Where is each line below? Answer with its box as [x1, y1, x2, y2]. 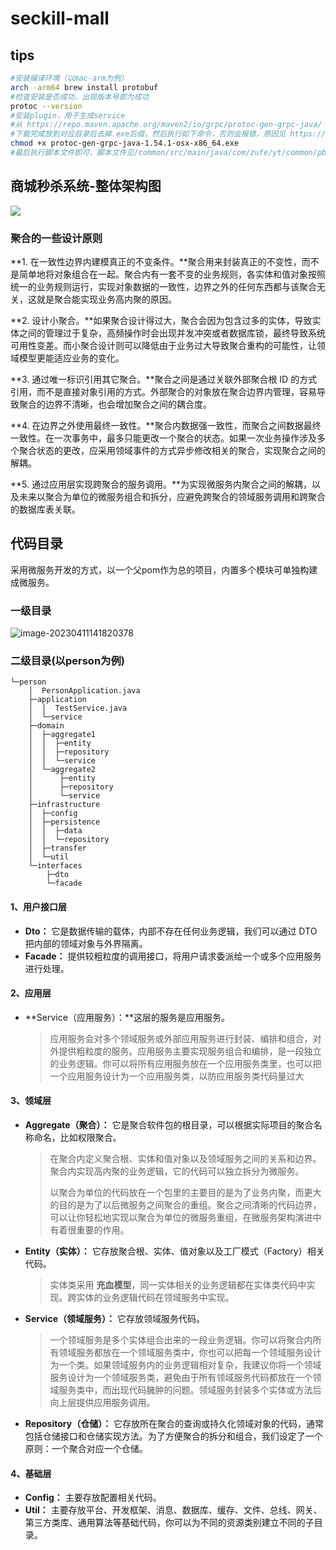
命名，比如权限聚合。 [33, 1132, 122, 1143]
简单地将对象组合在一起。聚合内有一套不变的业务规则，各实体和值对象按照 [18, 268, 326, 280]
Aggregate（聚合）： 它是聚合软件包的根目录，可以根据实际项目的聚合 [24, 1119, 314, 1131]
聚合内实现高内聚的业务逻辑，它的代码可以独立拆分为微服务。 [49, 1165, 305, 1177]
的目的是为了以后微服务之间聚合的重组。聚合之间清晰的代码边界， [49, 1199, 322, 1211]
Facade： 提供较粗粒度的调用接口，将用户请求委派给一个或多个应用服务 [24, 950, 322, 962]
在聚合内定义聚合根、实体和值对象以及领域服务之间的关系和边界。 [49, 1153, 322, 1164]
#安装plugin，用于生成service [10, 110, 126, 121]
